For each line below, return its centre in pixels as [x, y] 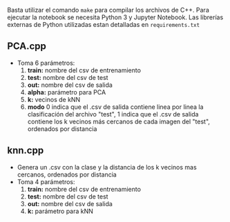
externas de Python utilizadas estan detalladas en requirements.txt [104, 24]
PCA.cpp [27, 47]
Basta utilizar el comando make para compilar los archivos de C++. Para [108, 10]
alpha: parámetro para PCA [67, 92]
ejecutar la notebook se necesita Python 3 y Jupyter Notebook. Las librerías [115, 17]
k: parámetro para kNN [60, 211]
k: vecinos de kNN [54, 99]
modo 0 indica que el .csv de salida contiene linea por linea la [115, 107]
